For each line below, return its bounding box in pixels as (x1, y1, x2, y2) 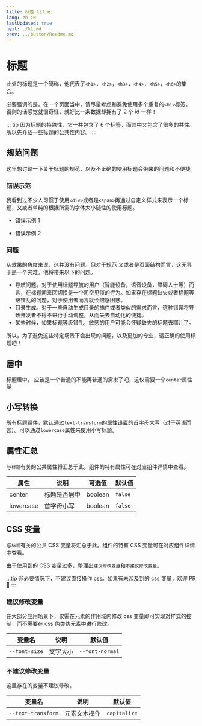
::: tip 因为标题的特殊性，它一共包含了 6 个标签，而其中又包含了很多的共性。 (6, 121, 195, 129)
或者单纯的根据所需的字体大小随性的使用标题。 (22, 204, 138, 211)
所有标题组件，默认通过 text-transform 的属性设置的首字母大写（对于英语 (6, 419, 186, 426)
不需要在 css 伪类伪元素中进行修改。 (22, 620, 113, 628)
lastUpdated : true (6, 20, 52, 26)
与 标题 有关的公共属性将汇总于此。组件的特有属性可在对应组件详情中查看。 (6, 463, 189, 470)
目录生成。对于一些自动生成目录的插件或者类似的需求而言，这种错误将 (14, 304, 189, 311)
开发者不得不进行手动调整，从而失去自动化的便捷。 (20, 311, 147, 319)
